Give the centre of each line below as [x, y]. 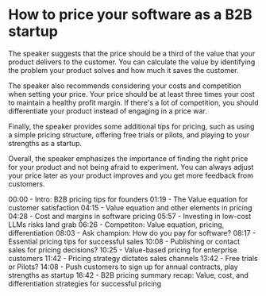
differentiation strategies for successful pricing [85, 283]
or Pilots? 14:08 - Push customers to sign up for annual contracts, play [123, 267]
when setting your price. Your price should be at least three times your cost [132, 94]
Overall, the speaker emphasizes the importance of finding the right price [128, 158]
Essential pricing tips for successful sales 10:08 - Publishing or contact [124, 241]
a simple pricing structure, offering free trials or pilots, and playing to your [129, 135]
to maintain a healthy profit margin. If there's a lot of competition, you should [133, 102]
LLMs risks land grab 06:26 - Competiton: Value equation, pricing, [116, 225]
